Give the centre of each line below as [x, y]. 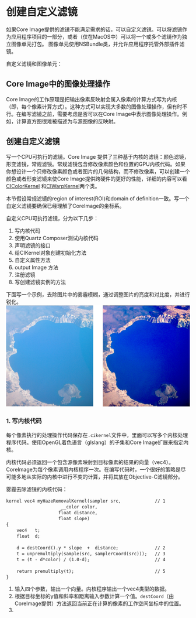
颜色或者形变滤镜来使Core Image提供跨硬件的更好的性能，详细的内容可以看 [97, 179]
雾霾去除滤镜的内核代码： [37, 489]
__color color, [79, 507]
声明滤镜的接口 [32, 245]
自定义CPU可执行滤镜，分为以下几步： [52, 218]
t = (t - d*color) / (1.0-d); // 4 [91, 559]
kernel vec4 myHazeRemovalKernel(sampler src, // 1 [86, 501]
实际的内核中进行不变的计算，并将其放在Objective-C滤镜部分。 [107, 477]
